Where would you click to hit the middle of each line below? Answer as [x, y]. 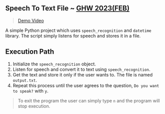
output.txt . [25, 80]
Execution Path [30, 52]
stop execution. [34, 106]
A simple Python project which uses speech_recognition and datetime [78, 30]
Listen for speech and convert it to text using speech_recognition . [81, 69]
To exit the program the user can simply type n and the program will [89, 100]
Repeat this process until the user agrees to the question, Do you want [86, 85]
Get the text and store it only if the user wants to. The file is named [82, 74]
